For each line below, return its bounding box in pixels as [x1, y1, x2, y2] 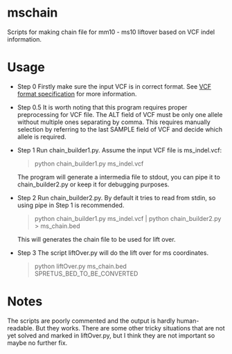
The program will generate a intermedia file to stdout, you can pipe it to [17, 172, 220, 181]
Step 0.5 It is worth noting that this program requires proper [17, 103, 188, 112]
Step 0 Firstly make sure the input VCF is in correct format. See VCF [17, 82, 212, 91]
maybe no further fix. [7, 338, 68, 347]
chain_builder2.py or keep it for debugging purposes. [17, 180, 170, 188]
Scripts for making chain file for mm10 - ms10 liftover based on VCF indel [7, 28, 215, 36]
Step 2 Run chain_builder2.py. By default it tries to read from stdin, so [17, 193, 216, 202]
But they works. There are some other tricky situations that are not [35, 324, 225, 332]
